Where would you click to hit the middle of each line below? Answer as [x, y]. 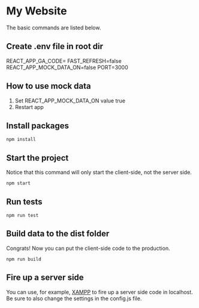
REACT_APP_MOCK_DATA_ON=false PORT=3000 [67, 67]
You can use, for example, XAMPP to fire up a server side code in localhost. [99, 292]
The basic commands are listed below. [54, 28]
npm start [19, 183]
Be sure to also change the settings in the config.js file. [74, 298]
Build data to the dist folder [58, 234]
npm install [21, 140]
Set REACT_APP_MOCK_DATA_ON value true [70, 101]
